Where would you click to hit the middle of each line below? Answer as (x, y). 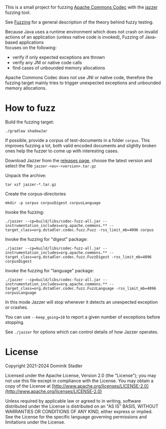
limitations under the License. (35, 422)
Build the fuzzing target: (30, 122)
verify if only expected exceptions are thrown (58, 57)
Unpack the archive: (26, 175)
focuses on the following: (31, 48)
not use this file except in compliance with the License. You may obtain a (79, 381)
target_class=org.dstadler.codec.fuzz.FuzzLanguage (59, 288)
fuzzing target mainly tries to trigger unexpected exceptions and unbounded (83, 83)
